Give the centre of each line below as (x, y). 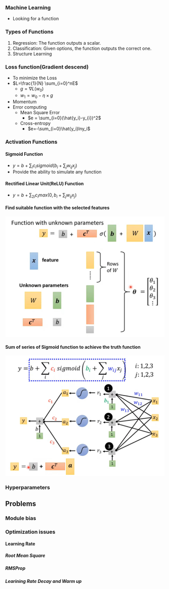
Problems (21, 504)
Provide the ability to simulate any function (57, 172)
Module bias (21, 518)
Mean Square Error (40, 113)
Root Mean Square (25, 555)
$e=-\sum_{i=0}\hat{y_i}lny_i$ (59, 129)
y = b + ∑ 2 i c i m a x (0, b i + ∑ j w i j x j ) (45, 195)
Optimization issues (30, 532)
